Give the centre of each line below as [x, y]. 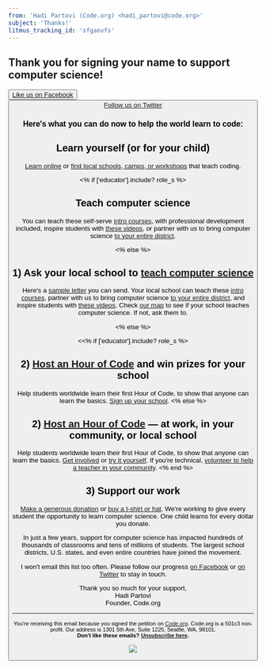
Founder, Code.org [133, 603]
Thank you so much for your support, [133, 588]
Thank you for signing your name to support [119, 62]
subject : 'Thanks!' [40, 23]
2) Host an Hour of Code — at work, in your [133, 424]
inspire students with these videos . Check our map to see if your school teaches [133, 306]
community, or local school [133, 435]
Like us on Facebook [43, 95]
